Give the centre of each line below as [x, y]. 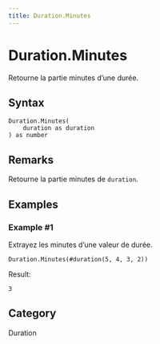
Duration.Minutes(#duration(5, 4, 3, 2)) [78, 259]
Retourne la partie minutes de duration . [73, 179]
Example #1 [31, 227]
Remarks [31, 160]
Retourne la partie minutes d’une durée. [73, 78]
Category [32, 314]
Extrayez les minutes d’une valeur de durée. [81, 245]
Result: [20, 274]
